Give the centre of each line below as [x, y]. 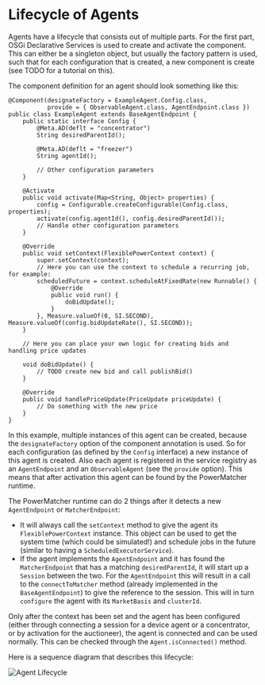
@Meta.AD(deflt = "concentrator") [94, 128]
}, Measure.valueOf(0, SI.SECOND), [96, 315]
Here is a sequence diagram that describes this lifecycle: [101, 656]
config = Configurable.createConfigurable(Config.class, [132, 204]
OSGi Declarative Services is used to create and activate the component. [127, 45]
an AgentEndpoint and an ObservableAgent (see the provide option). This [125, 468]
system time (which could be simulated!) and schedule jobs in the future [138, 541]
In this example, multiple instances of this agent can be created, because [128, 435]
